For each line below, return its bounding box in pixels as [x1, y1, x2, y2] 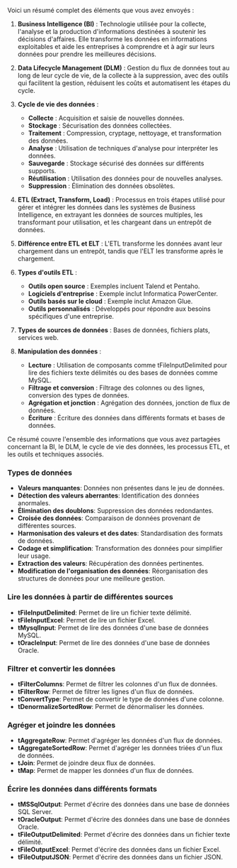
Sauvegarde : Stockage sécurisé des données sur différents [28, 159, 204, 167]
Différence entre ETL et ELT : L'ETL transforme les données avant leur [17, 239, 223, 248]
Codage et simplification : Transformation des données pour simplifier [17, 544, 223, 553]
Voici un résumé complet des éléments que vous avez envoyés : [7, 6, 195, 14]
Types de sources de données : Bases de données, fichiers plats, [17, 326, 210, 334]
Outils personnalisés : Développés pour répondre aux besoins [28, 304, 211, 313]
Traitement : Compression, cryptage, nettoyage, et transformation [28, 129, 221, 137]
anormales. [17, 499, 51, 507]
